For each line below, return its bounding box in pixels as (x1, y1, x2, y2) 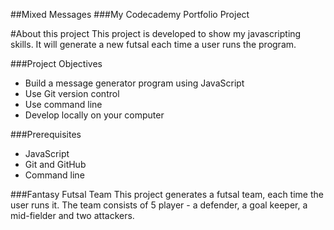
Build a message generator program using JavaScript (24, 77, 245, 89)
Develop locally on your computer (24, 109, 165, 121)
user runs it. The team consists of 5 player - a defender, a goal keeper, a (10, 199, 308, 211)
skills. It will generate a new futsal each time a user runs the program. (10, 39, 297, 50)
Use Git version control (24, 88, 120, 99)
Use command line (24, 99, 103, 110)
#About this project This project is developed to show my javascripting (10, 28, 302, 39)
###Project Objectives (10, 58, 103, 69)
